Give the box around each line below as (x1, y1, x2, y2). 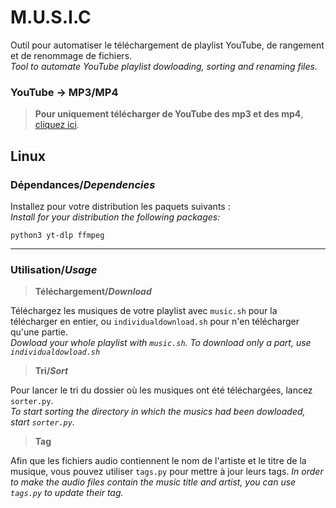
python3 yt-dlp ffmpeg (10, 230, 105, 240)
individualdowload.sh (10, 347, 101, 358)
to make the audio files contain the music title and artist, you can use (10, 476, 297, 488)
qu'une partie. (10, 326, 68, 338)
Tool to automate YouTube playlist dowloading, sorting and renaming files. (10, 60, 318, 72)
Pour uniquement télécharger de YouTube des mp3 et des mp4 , (34, 108, 304, 120)
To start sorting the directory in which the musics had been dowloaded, (10, 406, 306, 418)
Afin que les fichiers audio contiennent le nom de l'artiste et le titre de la (10, 455, 307, 467)
